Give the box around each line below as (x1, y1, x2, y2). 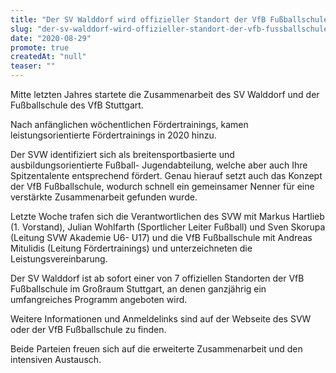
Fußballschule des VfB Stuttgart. (10, 99, 144, 111)
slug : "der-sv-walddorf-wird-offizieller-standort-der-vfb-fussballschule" (10, 24, 333, 34)
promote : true (10, 42, 70, 53)
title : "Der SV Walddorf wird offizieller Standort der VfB (10, 14, 267, 25)
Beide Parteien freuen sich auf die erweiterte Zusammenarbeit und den (10, 343, 303, 355)
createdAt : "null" (10, 52, 87, 62)
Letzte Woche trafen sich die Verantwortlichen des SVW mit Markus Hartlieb (10, 211, 325, 222)
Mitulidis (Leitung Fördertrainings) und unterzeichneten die (10, 242, 253, 254)
